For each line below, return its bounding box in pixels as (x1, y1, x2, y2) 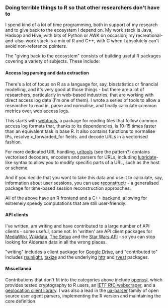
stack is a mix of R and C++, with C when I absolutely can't (37, 38, 159, 44)
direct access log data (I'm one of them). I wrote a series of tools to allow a (5, 97, 160, 103)
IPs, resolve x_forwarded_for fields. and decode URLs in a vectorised (5, 133, 148, 139)
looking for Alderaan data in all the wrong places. (5, 239, 107, 245)
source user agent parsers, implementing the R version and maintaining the (5, 292, 161, 298)
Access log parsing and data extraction (5, 69, 89, 75)
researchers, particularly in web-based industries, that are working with (5, 92, 154, 98)
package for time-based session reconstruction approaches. (5, 185, 131, 191)
